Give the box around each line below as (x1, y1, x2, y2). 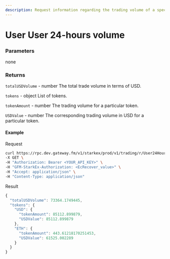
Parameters (5, 47, 34, 54)
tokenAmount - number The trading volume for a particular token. (5, 102, 139, 109)
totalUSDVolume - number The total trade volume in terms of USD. (5, 83, 142, 89)
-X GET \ (5, 155, 24, 160)
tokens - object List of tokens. (5, 93, 67, 99)
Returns (5, 71, 25, 79)
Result (5, 183, 19, 189)
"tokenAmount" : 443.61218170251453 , (18, 231, 96, 236)
